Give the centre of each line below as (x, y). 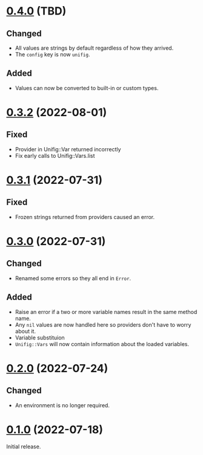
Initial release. (24, 447)
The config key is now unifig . (52, 54)
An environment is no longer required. (62, 405)
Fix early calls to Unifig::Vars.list (55, 155)
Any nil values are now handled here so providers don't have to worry (103, 324)
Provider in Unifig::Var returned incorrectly (68, 149)
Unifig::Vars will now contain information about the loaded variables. (102, 344)
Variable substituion (40, 338)
